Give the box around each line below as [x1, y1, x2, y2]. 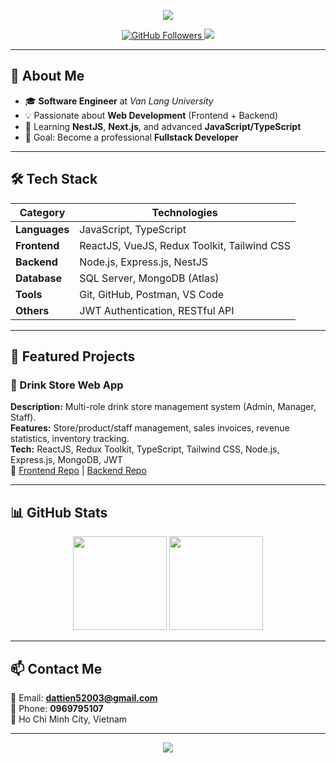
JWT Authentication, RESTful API [79, 303, 235, 317]
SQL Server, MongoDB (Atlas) [79, 271, 220, 285]
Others [15, 303, 50, 317]
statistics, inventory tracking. [10, 433, 130, 445]
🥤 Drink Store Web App [10, 378, 124, 392]
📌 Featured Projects [10, 348, 136, 365]
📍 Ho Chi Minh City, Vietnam [10, 713, 128, 725]
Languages [15, 222, 70, 236]
